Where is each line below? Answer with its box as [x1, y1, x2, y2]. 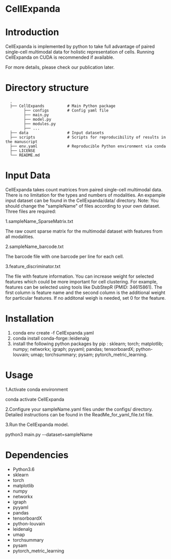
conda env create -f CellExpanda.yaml [12, 329, 94, 336]
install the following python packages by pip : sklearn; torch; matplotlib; [12, 341, 164, 347]
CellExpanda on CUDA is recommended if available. [5, 54, 115, 60]
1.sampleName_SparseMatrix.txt [5, 218, 73, 224]
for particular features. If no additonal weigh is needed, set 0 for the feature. [5, 295, 166, 301]
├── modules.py [24, 121, 56, 127]
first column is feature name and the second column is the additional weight [5, 289, 165, 296]
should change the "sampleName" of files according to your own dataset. [5, 203, 160, 209]
